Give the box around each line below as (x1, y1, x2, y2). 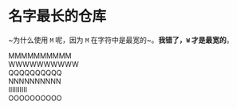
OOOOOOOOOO (8, 93, 62, 103)
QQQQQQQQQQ (8, 68, 62, 77)
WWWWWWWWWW (8, 59, 80, 68)
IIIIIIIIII (8, 84, 28, 94)
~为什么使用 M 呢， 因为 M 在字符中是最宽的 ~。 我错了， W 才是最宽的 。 (8, 35, 234, 45)
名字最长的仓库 (8, 7, 107, 25)
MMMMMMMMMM (8, 51, 72, 60)
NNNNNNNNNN (8, 76, 61, 86)
